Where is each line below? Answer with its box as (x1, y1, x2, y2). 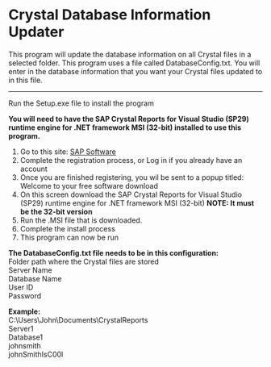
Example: (8, 307, 41, 316)
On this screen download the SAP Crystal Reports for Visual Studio (19, 190, 242, 199)
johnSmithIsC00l (8, 349, 64, 359)
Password (8, 290, 42, 300)
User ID (8, 282, 34, 292)
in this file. (8, 75, 43, 85)
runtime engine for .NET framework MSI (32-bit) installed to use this (8, 123, 242, 132)
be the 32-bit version (19, 206, 93, 216)
